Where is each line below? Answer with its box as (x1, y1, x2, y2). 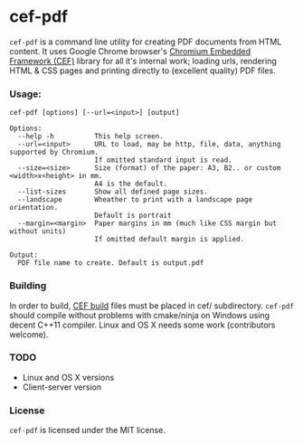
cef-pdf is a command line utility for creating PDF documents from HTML (9, 36, 282, 47)
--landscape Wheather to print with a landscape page (17, 195, 253, 204)
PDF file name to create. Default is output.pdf (17, 259, 204, 268)
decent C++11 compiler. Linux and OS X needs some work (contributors (9, 319, 276, 330)
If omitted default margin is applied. (94, 235, 245, 244)
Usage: (9, 88, 43, 100)
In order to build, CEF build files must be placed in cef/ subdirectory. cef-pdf (9, 300, 294, 311)
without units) (9, 227, 67, 236)
